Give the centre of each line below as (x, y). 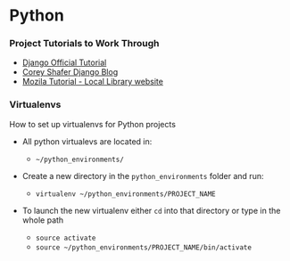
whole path (43, 220)
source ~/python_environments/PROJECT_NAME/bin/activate (144, 247)
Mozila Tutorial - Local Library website (92, 82)
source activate (66, 238)
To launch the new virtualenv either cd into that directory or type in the (151, 210)
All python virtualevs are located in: (87, 141)
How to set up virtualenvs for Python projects (93, 124)
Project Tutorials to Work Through (84, 44)
